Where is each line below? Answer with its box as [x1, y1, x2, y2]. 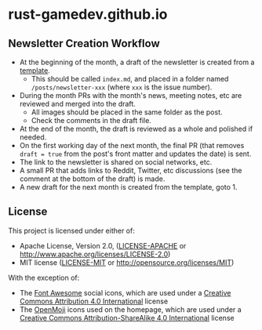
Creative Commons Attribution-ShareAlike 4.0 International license [19, 313, 235, 322]
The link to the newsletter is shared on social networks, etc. [19, 158, 213, 166]
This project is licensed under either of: [8, 226, 135, 235]
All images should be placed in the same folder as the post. [31, 107, 223, 117]
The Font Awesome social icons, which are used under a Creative [19, 288, 231, 297]
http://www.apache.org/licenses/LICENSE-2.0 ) [19, 249, 171, 259]
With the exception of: [8, 273, 80, 282]
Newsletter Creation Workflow [8, 37, 160, 50]
